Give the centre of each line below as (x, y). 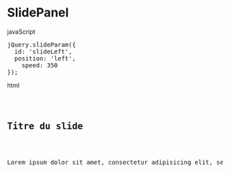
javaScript (21, 32)
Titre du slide (45, 126)
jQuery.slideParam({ (42, 45)
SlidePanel (38, 13)
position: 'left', (45, 58)
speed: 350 (40, 65)
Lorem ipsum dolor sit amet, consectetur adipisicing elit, (110, 162)
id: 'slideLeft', (43, 51)
